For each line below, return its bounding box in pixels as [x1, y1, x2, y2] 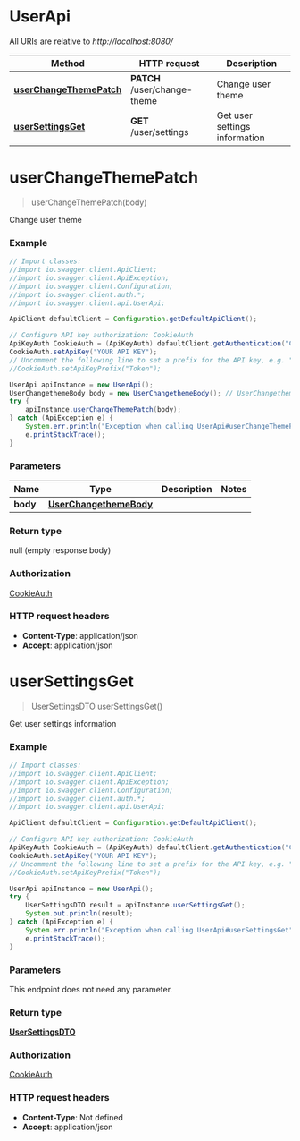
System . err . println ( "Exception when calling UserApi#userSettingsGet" [25, 925, 294, 934]
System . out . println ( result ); [25, 909, 134, 918]
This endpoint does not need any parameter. [9, 983, 172, 994]
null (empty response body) [9, 545, 112, 556]
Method [50, 56, 85, 69]
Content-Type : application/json [21, 630, 138, 641]
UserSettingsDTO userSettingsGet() [30, 701, 163, 711]
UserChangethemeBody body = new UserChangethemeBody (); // [9, 388, 234, 397]
